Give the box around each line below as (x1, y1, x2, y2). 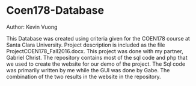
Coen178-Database (6, 4, 104, 17)
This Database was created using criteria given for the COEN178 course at (6, 35, 191, 42)
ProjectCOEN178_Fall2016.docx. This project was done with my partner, (6, 47, 183, 54)
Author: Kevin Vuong (6, 23, 58, 30)
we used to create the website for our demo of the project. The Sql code (6, 60, 185, 67)
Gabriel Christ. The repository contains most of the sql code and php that (6, 54, 188, 61)
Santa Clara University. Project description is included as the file (6, 41, 165, 48)
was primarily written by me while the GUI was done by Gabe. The (6, 66, 170, 73)
